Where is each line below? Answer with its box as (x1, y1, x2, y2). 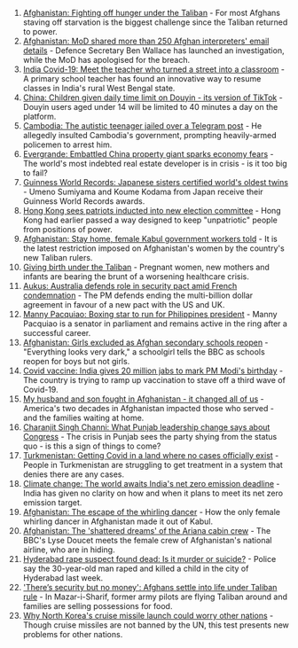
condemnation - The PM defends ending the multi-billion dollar (22, 290, 254, 301)
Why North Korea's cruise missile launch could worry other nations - (22, 611, 274, 621)
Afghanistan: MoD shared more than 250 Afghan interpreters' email (22, 35, 270, 46)
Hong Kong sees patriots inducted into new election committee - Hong (22, 206, 282, 215)
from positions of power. (22, 224, 114, 234)
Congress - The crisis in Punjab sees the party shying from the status (22, 432, 278, 441)
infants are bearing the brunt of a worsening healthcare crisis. (22, 271, 249, 282)
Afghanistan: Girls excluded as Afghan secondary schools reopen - (22, 337, 269, 347)
